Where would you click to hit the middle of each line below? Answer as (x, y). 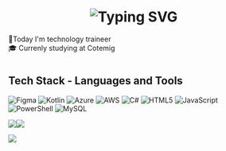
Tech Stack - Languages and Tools (95, 81)
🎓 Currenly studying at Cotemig (62, 48)
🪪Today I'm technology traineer (60, 39)
